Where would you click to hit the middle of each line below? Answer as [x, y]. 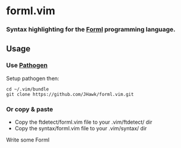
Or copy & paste [30, 109]
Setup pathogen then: [33, 78]
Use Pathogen [27, 65]
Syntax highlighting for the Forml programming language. [91, 30]
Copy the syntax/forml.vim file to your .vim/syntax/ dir [81, 128]
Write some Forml [28, 140]
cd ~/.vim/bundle [28, 89]
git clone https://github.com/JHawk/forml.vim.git [70, 94]
